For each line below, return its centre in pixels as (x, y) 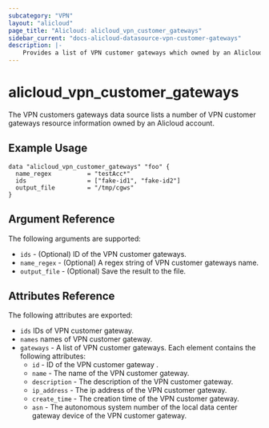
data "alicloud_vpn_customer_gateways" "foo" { (89, 166)
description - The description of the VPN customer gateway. (132, 382)
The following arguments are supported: (75, 238)
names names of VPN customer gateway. (86, 339)
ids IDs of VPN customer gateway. (77, 331)
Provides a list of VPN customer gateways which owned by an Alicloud (143, 53)
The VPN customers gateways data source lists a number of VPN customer (132, 114)
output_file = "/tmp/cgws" (75, 188)
